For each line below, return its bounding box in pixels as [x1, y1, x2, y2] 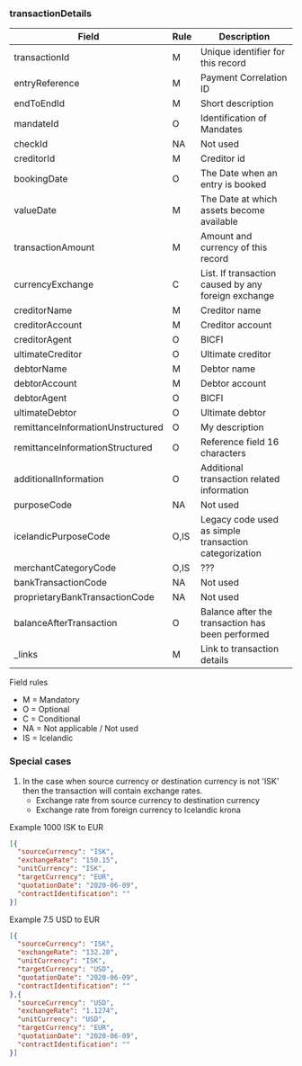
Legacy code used [200, 514, 279, 526]
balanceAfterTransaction [13, 617, 118, 630]
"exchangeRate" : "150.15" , [17, 855, 119, 865]
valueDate [13, 204, 57, 217]
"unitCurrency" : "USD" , [17, 1015, 106, 1024]
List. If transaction [200, 267, 277, 280]
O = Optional [22, 704, 70, 715]
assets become [200, 204, 265, 217]
